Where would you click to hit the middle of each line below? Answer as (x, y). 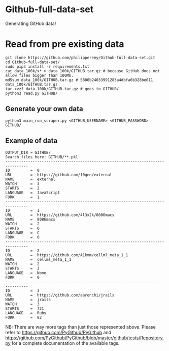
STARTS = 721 (25, 308)
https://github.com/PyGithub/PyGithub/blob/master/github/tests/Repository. (84, 338)
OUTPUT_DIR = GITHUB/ (28, 152)
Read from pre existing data (65, 44)
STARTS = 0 (22, 228)
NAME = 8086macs (30, 219)
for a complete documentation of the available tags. (66, 343)
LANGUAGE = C (22, 233)
